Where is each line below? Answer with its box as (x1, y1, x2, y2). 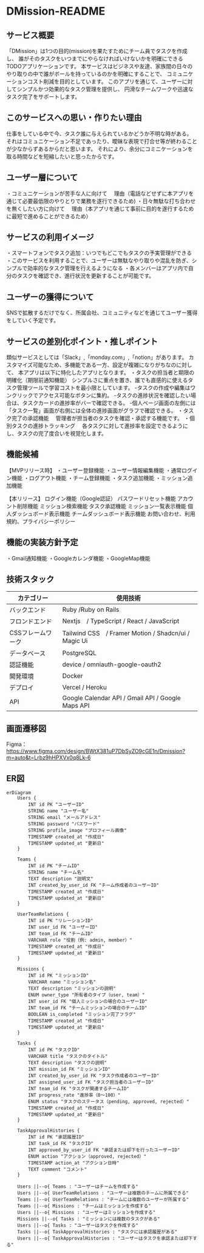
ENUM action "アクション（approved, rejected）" (28, 1154, 147, 1160)
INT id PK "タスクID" (28, 1047, 80, 1053)
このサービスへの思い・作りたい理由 (6, 113, 142, 123)
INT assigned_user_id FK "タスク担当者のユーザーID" (28, 1079, 154, 1085)
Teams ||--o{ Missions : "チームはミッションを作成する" (17, 1203, 151, 1209)
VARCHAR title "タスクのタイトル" (28, 1053, 108, 1060)
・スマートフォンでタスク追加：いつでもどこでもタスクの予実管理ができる (6, 249, 192, 257)
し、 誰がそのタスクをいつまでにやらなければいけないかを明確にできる (6, 55, 183, 62)
